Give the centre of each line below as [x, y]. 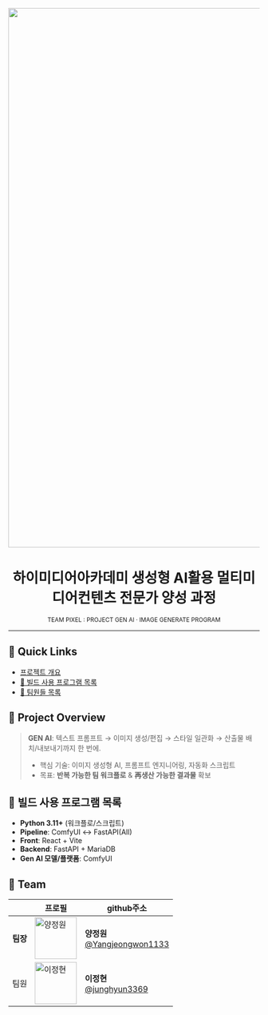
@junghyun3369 [117, 989]
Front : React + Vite [51, 841]
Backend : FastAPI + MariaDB [67, 849]
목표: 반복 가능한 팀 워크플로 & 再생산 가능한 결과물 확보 [125, 774]
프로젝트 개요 [40, 672]
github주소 [127, 909]
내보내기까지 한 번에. [69, 748]
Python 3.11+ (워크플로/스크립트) [72, 823]
